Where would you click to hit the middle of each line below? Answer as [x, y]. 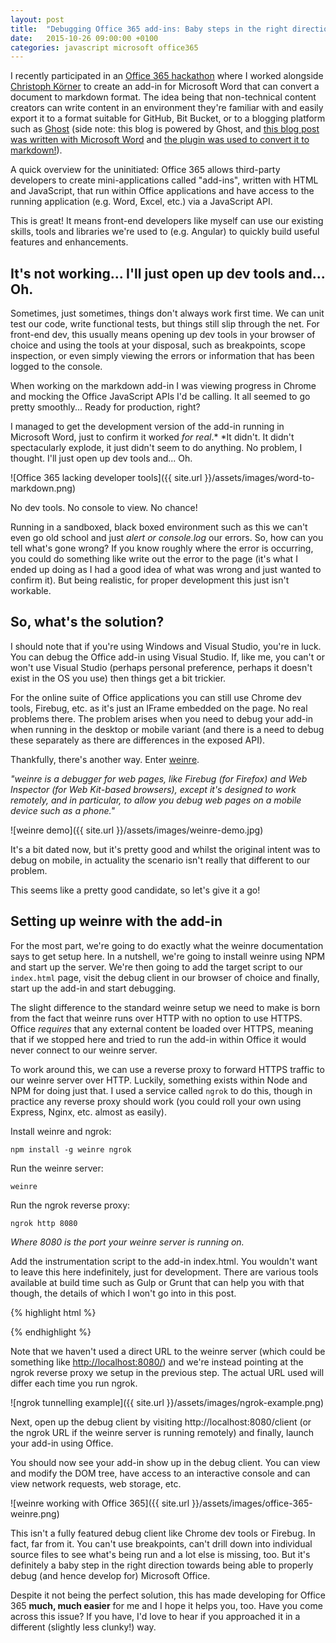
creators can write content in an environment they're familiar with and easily [167, 108]
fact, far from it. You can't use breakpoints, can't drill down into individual [161, 1543]
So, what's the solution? [87, 622]
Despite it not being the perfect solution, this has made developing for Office [168, 1595]
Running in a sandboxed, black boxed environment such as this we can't [159, 527]
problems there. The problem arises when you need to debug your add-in [162, 718]
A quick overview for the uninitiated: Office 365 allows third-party [145, 170]
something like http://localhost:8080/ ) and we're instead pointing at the [157, 1362]
